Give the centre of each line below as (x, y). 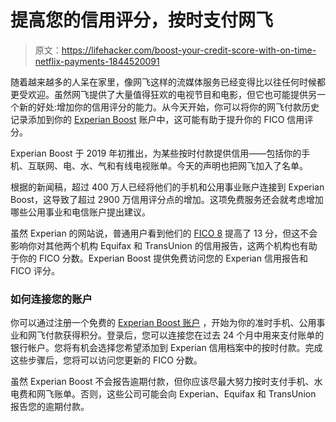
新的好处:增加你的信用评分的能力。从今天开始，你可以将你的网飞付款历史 (169, 107)
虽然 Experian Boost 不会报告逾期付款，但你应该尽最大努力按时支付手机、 (162, 382)
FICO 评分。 (35, 270)
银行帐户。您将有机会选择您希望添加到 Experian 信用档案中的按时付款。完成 (166, 348)
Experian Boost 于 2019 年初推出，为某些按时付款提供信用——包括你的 (156, 153)
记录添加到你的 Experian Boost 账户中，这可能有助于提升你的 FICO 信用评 (162, 119)
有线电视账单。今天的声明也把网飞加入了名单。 (211, 165)
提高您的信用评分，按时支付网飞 (142, 20)
